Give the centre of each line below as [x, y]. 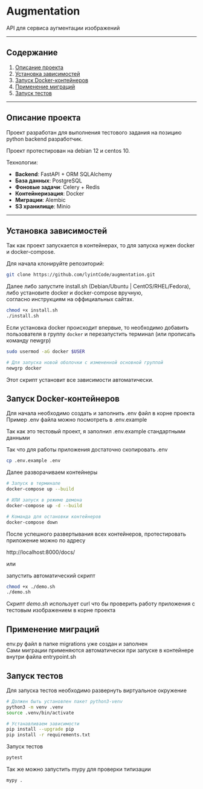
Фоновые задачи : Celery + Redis [57, 187]
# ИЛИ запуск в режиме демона [44, 500]
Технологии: [22, 162]
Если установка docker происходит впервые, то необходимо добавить [98, 328]
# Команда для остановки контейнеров [54, 516]
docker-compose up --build [40, 489]
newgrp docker [24, 368]
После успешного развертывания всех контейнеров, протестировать [96, 534]
